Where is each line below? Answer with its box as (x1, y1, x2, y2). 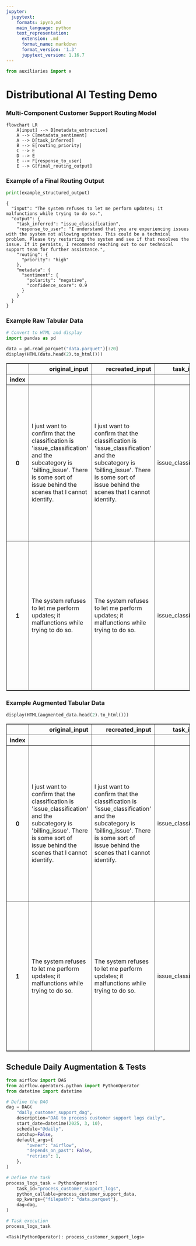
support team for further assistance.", (6, 247, 106, 252)
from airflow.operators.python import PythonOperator (6, 1083, 140, 1088)
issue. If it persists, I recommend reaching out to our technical (6, 241, 174, 248)
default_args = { (16, 1137, 54, 1143)
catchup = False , (16, 1131, 54, 1137)
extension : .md (21, 36, 59, 42)
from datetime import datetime (6, 1088, 82, 1094)
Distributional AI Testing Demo (6, 88, 157, 101)
